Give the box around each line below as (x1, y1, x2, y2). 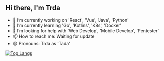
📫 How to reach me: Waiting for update (12, 33, 95, 39)
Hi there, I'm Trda (5, 4, 61, 12)
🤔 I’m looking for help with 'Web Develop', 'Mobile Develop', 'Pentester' (12, 27, 159, 34)
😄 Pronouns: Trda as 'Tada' (12, 40, 70, 46)
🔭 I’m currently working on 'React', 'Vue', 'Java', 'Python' (12, 17, 129, 23)
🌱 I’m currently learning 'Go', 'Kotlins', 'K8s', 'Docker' (12, 22, 122, 28)
